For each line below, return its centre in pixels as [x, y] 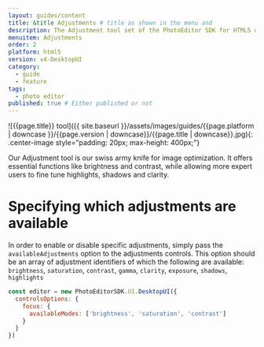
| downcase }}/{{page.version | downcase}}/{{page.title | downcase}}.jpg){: [130, 134]
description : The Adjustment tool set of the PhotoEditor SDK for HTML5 [130, 30]
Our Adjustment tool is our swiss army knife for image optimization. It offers [130, 158]
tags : [17, 89]
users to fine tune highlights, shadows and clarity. [89, 175]
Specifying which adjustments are [122, 207]
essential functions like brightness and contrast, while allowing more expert [130, 166]
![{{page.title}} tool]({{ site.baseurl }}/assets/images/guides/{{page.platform [131, 126]
